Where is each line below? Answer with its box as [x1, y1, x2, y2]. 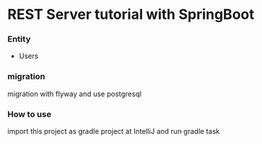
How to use [7, 109, 52, 120]
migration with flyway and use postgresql [7, 89, 142, 98]
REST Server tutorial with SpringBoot [7, 6, 255, 24]
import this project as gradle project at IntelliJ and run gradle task [7, 127, 220, 136]
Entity [7, 34, 31, 45]
